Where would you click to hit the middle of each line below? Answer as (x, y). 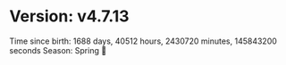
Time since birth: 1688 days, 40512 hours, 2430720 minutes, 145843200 (143, 41)
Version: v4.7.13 (69, 16)
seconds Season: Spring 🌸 (58, 50)
